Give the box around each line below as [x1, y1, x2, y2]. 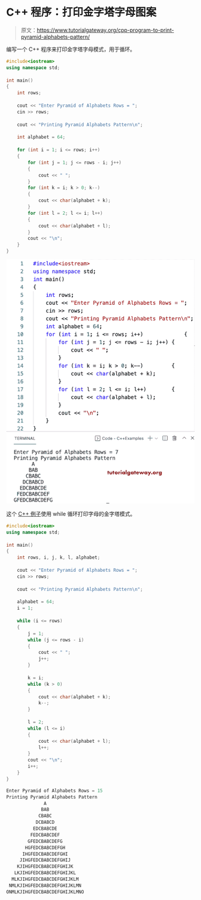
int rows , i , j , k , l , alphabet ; [17, 554, 100, 561]
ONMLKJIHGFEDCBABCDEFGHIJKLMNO [6, 889, 84, 895]
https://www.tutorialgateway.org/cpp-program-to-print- [36, 26, 175, 34]
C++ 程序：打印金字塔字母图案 [6, 5, 157, 19]
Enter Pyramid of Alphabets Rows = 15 [6, 787, 103, 794]
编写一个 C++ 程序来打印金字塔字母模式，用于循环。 [6, 46, 136, 53]
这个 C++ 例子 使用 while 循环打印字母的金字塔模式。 [6, 510, 136, 517]
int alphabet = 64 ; [17, 134, 66, 140]
